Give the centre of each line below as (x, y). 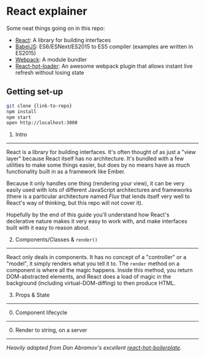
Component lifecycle (41, 312)
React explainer (47, 11)
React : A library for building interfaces (63, 40)
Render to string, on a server (51, 330)
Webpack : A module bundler (51, 59)
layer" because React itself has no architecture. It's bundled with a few (95, 159)
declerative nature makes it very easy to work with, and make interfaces (97, 221)
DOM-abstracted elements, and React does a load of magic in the (89, 277)
